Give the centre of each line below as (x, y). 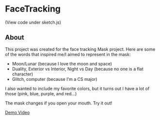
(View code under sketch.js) (33, 22)
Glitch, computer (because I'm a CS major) (55, 79)
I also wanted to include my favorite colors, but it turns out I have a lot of (77, 89)
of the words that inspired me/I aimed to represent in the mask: (68, 54)
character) (23, 74)
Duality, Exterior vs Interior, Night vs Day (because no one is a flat (78, 69)
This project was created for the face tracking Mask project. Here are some (80, 49)
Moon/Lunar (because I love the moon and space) (62, 63)
